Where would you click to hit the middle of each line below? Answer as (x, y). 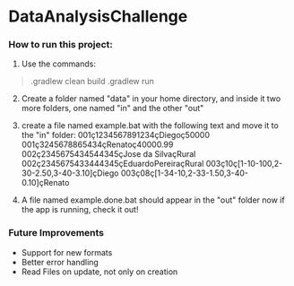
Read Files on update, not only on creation (99, 272)
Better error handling (60, 262)
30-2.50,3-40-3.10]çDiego (70, 173)
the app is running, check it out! (80, 210)
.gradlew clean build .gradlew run (92, 82)
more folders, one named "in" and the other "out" (112, 108)
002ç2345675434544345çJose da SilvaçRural (108, 154)
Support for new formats (67, 252)
